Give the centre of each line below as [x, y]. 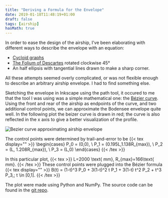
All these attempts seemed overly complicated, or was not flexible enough [82, 78]
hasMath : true [20, 28]
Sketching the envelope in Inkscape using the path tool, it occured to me [80, 93]
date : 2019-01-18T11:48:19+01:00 [40, 14]
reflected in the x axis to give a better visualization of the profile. [72, 119]
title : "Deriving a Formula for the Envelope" [55, 10]
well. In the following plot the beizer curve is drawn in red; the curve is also [82, 114]
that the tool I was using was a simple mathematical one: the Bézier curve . [82, 98]
